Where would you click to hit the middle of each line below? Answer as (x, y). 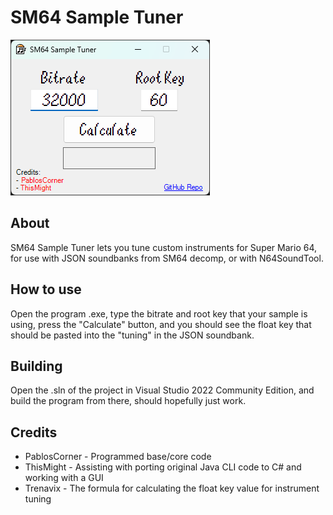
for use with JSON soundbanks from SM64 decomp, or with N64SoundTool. (167, 258)
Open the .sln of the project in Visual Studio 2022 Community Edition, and (162, 390)
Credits (34, 432)
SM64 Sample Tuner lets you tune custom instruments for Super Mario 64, (163, 247)
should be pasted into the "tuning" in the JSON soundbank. (132, 335)
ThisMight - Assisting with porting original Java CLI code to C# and (163, 467)
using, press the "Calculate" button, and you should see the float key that (161, 324)
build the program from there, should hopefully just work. (128, 401)
